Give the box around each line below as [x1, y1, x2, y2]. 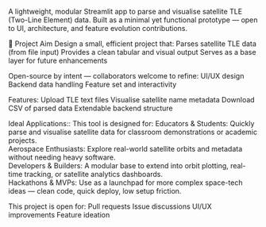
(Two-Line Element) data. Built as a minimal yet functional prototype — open [8, 15, 258, 25]
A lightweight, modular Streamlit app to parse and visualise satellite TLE [8, 7, 243, 16]
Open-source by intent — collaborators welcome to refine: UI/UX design [8, 71, 245, 80]
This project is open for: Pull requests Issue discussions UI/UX [8, 202, 212, 211]
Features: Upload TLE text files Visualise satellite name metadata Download [8, 95, 256, 104]
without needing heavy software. [8, 152, 116, 162]
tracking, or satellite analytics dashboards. [24, 170, 164, 179]
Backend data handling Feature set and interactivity [8, 79, 177, 89]
